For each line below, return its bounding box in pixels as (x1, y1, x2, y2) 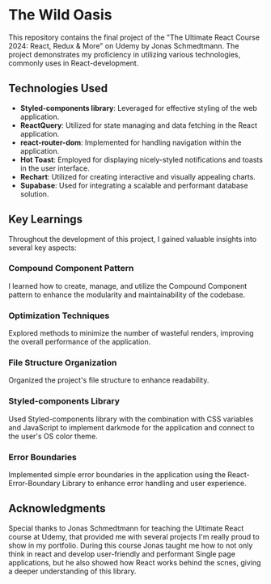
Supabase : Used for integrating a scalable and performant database (19, 180, 248, 190)
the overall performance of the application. (8, 337, 151, 347)
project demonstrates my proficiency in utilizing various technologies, (8, 49, 241, 59)
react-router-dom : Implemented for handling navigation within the (19, 138, 242, 147)
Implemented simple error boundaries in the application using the (8, 470, 227, 480)
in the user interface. (19, 163, 91, 173)
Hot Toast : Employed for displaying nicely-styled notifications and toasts (19, 154, 263, 164)
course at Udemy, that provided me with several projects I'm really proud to (8, 531, 260, 541)
